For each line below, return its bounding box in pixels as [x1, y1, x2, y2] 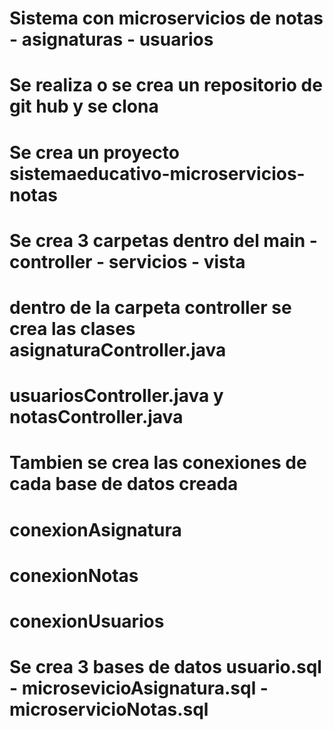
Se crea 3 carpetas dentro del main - [9, 229, 318, 252]
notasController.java [9, 406, 184, 429]
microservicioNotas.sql [9, 698, 209, 721]
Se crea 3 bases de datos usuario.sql [9, 656, 322, 679]
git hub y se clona [9, 95, 159, 118]
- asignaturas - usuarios [9, 28, 214, 51]
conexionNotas [9, 564, 139, 587]
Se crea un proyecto [9, 141, 180, 164]
